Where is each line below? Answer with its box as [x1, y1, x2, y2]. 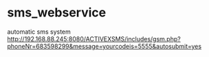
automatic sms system [7, 27, 71, 36]
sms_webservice [7, 5, 107, 21]
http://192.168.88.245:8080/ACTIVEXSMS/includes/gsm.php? [7, 34, 181, 43]
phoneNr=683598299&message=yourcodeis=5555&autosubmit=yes [7, 42, 201, 50]
